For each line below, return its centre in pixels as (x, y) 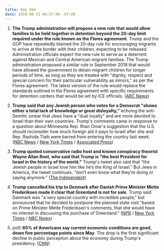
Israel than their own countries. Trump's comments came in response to (85, 121)
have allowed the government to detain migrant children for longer (79, 70)
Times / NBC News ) (32, 218)
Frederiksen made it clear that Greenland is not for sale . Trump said (82, 192)
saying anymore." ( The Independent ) (49, 177)
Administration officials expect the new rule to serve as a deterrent (79, 54)
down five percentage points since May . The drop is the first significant (85, 233)
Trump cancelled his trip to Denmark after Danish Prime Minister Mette (85, 187)
